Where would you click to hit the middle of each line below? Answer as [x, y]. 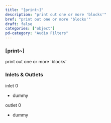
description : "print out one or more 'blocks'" [56, 15]
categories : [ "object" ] [30, 29]
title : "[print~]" [24, 10]
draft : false [19, 24]
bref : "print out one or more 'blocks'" [48, 19]
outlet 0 [13, 105]
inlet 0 [12, 85]
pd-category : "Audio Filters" [37, 33]
